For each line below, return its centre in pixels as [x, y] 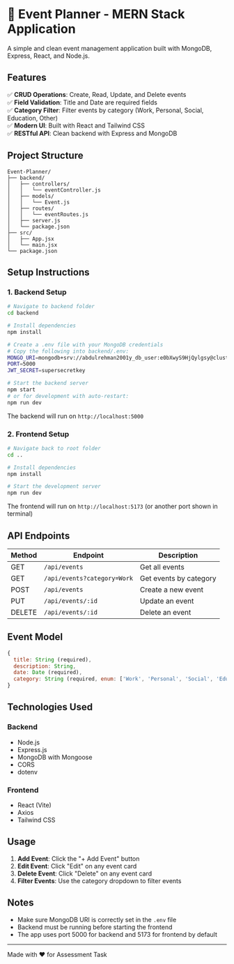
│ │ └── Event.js [39, 202]
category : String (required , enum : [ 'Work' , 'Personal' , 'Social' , [114, 679]
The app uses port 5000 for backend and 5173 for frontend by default [117, 934]
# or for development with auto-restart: [68, 396]
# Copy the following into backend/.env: [68, 351]
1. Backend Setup [37, 292]
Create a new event [172, 590]
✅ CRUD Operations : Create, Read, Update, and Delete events [97, 94]
